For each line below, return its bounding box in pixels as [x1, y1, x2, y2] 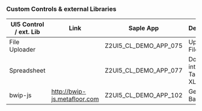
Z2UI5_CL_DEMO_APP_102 [105, 91, 183, 100]
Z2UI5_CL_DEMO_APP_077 [105, 67, 183, 75]
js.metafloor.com [50, 95, 99, 103]
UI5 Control [10, 20, 44, 29]
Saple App [128, 24, 159, 32]
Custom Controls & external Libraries [6, 5, 117, 13]
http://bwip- [50, 88, 87, 96]
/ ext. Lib [14, 28, 40, 36]
